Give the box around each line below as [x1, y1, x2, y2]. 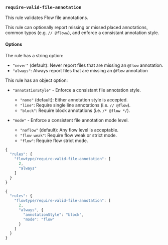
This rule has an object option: [5, 77, 68, 83]
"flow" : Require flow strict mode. [20, 138, 88, 144]
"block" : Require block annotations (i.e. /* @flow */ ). [20, 107, 130, 113]
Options [5, 41, 23, 47]
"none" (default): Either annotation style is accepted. [20, 96, 128, 102]
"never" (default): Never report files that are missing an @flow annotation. [12, 62, 163, 68]
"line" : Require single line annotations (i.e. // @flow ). [20, 102, 131, 108]
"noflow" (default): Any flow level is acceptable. [20, 127, 119, 133]
